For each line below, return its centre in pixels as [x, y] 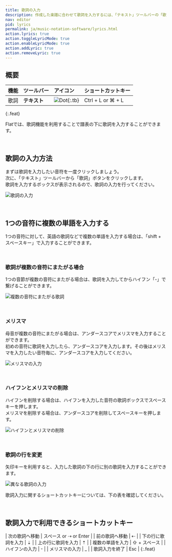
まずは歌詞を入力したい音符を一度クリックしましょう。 [63, 172]
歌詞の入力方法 [29, 158]
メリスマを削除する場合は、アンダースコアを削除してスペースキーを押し [81, 413]
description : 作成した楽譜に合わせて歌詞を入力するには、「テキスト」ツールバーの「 [84, 15]
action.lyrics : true [27, 34]
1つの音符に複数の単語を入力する [57, 223]
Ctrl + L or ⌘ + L [104, 101]
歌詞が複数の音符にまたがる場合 [45, 267]
